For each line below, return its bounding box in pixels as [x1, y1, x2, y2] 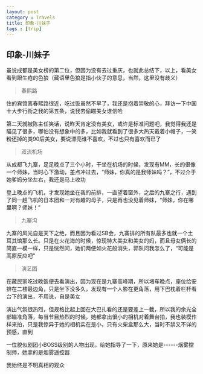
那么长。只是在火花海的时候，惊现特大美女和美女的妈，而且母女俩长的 [22, 237, 197, 244]
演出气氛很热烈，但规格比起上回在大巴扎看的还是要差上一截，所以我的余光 [6, 306, 192, 313]
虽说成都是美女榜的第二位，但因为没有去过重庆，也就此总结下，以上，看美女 [6, 67, 197, 74]
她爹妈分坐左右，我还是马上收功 [6, 176, 86, 183]
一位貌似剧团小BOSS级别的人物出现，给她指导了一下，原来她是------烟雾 [6, 341, 189, 349]
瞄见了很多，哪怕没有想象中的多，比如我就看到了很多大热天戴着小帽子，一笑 [6, 128, 197, 135]
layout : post [6, 8, 39, 15]
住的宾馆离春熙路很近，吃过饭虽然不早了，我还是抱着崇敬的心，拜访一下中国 [6, 100, 197, 107]
